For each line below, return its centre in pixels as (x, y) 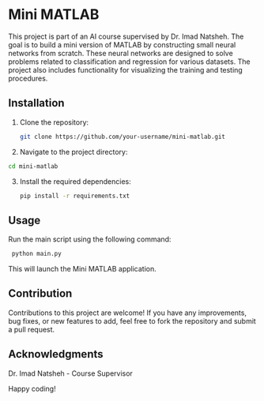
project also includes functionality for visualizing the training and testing (125, 69)
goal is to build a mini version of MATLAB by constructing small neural (122, 44)
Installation (36, 103)
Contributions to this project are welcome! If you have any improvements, (128, 313)
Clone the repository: (54, 122)
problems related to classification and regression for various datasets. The (129, 62)
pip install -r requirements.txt (75, 196)
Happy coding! (32, 388)
